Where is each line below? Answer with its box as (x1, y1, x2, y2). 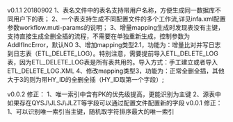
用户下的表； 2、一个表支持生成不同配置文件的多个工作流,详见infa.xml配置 (13, 15, 226, 23)
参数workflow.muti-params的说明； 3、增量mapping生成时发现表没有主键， (7, 24, 225, 31)
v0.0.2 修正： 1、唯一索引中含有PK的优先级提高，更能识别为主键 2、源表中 (7, 90, 221, 98)
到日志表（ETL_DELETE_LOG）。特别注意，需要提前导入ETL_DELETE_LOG (7, 49, 219, 58)
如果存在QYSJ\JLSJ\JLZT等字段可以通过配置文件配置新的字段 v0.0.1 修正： (7, 99, 223, 107)
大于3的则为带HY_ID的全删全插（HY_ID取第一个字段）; (7, 76, 165, 83)
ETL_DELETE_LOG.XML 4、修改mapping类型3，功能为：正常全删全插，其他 (7, 67, 225, 75)
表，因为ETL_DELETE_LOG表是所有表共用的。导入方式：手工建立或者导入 (7, 58, 218, 66)
